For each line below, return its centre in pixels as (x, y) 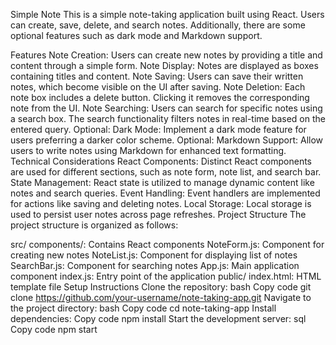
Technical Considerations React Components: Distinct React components (161, 161)
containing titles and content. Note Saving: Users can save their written (157, 76)
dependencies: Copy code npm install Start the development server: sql (158, 318)
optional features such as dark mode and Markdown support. (136, 35)
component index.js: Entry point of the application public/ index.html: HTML (166, 276)
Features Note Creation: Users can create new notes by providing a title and (166, 55)
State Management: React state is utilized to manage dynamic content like (162, 182)
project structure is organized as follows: (94, 225)
